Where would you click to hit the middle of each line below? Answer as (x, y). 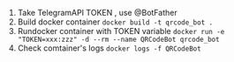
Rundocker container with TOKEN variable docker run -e (121, 31)
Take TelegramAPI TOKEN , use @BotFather (98, 13)
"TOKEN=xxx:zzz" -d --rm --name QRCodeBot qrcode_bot (118, 39)
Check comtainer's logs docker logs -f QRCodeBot (109, 48)
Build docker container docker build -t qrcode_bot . (115, 22)
